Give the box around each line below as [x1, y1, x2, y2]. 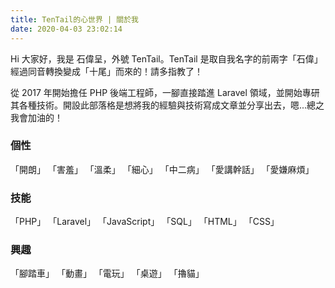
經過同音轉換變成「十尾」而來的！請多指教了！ [10, 65, 203, 77]
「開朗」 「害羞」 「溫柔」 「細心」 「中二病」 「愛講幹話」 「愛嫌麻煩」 [10, 163, 315, 175]
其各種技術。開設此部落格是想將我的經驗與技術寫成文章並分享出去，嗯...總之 [10, 99, 325, 111]
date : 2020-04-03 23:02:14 [10, 24, 123, 34]
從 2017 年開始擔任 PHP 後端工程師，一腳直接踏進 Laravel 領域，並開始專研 [10, 86, 320, 98]
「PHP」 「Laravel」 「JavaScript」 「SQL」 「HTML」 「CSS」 [10, 216, 280, 228]
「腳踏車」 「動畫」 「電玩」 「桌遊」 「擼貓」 [10, 267, 205, 280]
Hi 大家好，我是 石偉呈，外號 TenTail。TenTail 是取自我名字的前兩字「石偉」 [10, 52, 323, 65]
